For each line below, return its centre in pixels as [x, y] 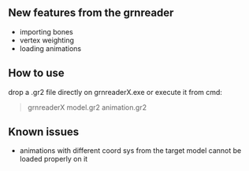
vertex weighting [47, 40]
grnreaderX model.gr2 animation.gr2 [87, 107]
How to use [36, 73]
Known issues [44, 132]
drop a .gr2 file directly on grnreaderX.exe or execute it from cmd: [115, 92]
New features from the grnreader [91, 13]
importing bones [46, 31]
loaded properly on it [54, 159]
